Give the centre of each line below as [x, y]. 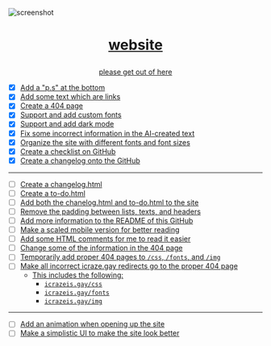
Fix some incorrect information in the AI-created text [107, 133]
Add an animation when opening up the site [92, 324]
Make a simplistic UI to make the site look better [100, 333]
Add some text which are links [70, 97]
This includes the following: [77, 275]
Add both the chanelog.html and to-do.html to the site [109, 202]
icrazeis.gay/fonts [77, 293]
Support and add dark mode [67, 124]
